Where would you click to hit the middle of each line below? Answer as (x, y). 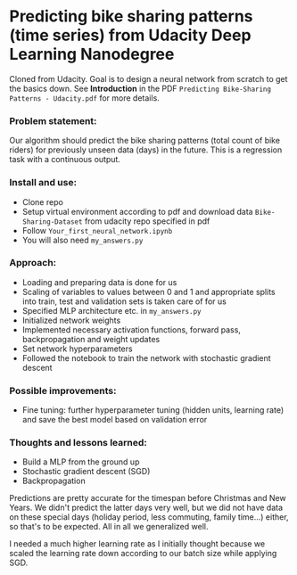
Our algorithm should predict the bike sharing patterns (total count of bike (145, 141)
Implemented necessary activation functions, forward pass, (131, 329)
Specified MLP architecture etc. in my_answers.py (112, 310)
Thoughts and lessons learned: (78, 443)
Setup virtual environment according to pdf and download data (137, 211)
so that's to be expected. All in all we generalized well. (109, 527)
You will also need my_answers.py (82, 240)
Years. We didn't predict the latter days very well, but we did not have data (146, 508)
